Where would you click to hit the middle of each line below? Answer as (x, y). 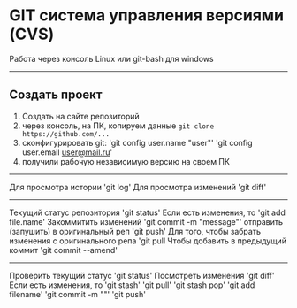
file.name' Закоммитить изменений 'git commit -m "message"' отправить (146, 221)
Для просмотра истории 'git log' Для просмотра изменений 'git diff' (138, 187)
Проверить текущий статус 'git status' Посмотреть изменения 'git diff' (142, 275)
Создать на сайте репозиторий (80, 116)
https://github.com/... (66, 134)
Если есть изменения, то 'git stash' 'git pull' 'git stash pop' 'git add (132, 285)
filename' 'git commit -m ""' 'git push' (77, 294)
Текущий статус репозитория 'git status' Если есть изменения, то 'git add (147, 212)
